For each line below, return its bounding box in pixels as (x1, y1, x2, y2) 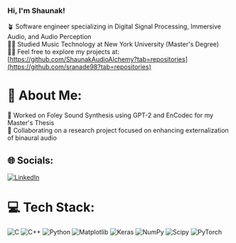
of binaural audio (7, 134, 57, 142)
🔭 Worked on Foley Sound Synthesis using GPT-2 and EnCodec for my (7, 111, 214, 119)
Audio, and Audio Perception (7, 33, 92, 41)
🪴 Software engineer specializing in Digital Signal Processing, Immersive (7, 22, 222, 31)
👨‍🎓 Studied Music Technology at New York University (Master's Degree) (7, 40, 219, 48)
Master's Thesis (7, 119, 55, 127)
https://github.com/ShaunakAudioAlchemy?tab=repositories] (9, 55, 188, 64)
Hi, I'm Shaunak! (7, 6, 65, 16)
